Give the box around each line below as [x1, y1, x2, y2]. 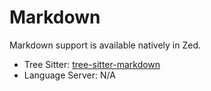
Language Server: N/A [23, 69, 116, 81]
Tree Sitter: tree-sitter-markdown [23, 58, 161, 70]
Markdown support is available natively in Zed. [9, 39, 201, 51]
